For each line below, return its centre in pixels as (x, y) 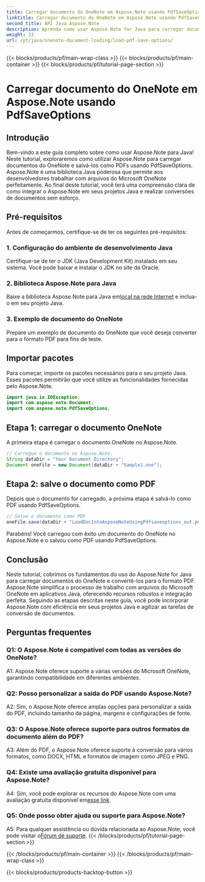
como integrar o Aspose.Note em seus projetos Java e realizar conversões (100, 191)
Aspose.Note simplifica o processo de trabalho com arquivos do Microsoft (100, 587)
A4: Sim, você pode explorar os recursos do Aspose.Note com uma (91, 793)
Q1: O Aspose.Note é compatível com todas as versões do (94, 650)
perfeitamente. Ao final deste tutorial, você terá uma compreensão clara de (101, 185)
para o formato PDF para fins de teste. (54, 339)
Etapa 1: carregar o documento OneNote (84, 428)
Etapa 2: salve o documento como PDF (81, 484)
